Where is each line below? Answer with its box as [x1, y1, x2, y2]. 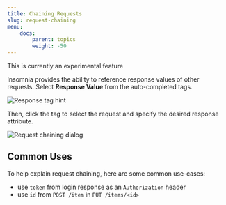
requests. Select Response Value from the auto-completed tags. [7, 83, 193, 91]
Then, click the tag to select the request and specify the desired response [7, 109, 219, 118]
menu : [7, 23, 23, 30]
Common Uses [7, 151, 73, 162]
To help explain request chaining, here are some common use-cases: [7, 169, 206, 178]
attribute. [7, 117, 33, 126]
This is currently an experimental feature [7, 62, 124, 70]
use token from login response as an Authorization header [17, 183, 186, 191]
